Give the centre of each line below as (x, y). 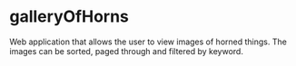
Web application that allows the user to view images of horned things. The (148, 42)
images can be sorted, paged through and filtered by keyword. (126, 51)
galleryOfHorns (69, 17)
